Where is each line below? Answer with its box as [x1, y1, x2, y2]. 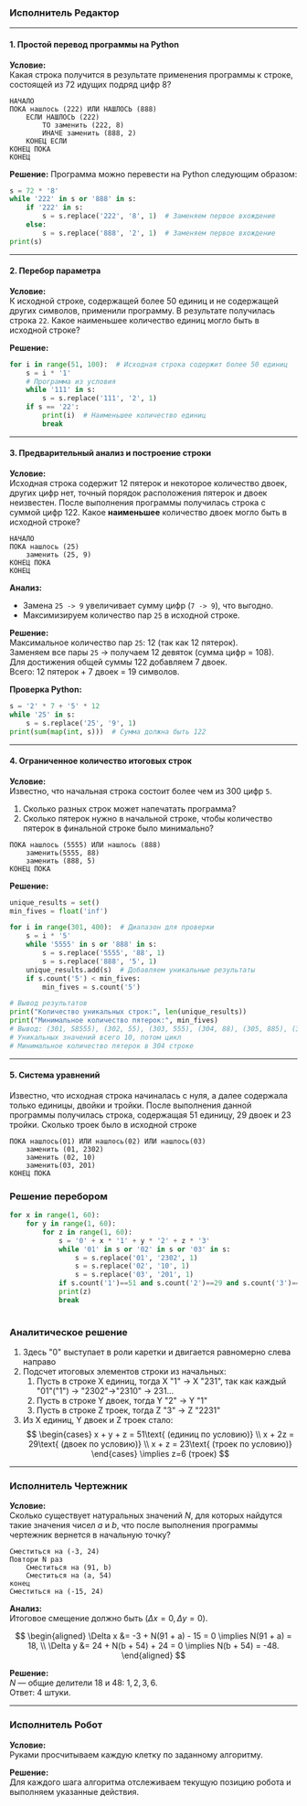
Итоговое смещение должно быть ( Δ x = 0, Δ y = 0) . [9, 1613, 208, 1624]
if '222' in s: [26, 203, 84, 212]
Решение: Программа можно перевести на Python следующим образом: [9, 168, 298, 179]
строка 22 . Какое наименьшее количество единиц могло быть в [9, 314, 260, 325]
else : [26, 220, 48, 229]
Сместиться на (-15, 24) [9, 1588, 104, 1597]
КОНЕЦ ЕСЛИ [26, 136, 68, 145]
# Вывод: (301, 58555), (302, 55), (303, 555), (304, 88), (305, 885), [9, 1025, 288, 1034]
